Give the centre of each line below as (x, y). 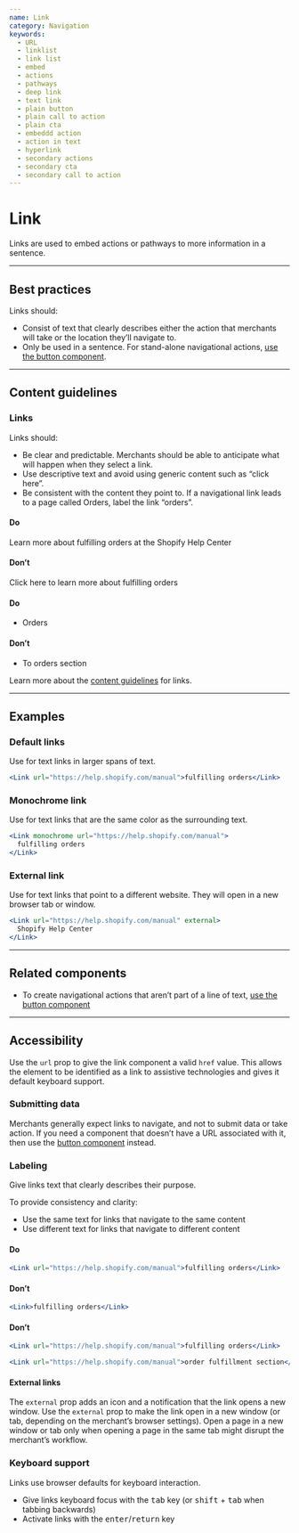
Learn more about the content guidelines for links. (101, 680)
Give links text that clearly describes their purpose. (103, 1185)
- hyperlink (40, 150)
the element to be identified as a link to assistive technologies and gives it (144, 1072)
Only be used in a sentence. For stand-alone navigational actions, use (150, 347)
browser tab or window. (53, 904)
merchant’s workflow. (48, 1440)
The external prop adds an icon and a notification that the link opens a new (148, 1402)
